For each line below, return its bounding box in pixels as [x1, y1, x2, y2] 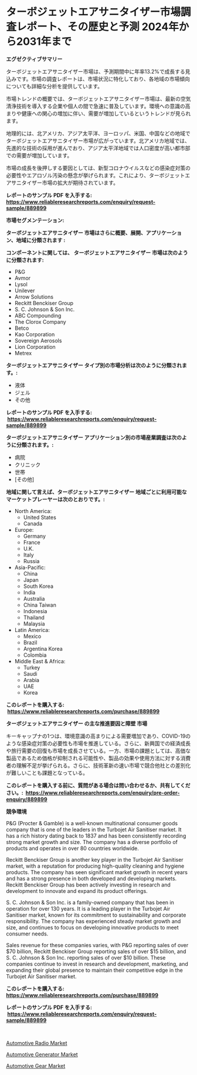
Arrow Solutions [14, 293, 54, 300]
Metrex [14, 349, 32, 356]
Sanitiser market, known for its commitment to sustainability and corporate [6, 911, 186, 918]
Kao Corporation [14, 330, 55, 338]
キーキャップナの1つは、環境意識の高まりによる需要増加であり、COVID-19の [6, 732, 191, 739]
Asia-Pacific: [14, 564, 46, 571]
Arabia [23, 676, 40, 683]
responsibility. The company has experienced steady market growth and [6, 917, 181, 925]
